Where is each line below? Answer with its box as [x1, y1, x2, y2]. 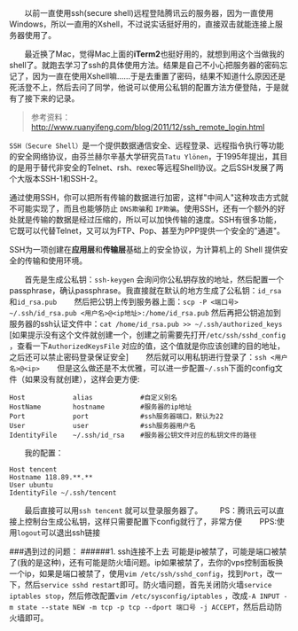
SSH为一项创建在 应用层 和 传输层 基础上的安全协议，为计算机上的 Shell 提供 [9, 245, 281, 254]
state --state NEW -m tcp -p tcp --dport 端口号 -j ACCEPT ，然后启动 [17, 602, 275, 612]
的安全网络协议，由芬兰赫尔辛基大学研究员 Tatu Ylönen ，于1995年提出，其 [9, 152, 281, 161]
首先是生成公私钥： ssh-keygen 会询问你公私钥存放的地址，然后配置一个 [24, 274, 285, 284]
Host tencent [9, 465, 58, 474]
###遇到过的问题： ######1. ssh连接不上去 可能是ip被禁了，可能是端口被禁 [9, 546, 287, 557]
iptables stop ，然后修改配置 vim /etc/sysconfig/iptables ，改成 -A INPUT [9, 590, 280, 601]
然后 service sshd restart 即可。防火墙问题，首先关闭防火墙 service [24, 580, 272, 589]
